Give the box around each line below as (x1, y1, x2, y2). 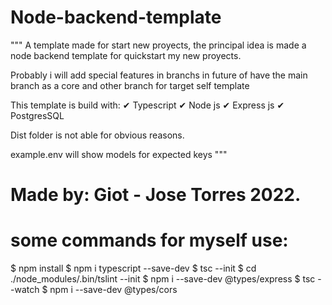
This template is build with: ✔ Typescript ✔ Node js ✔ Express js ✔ (10, 99, 285, 111)
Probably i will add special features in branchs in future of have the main (10, 69, 308, 81)
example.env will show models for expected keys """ (10, 148, 228, 160)
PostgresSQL (10, 109, 65, 121)
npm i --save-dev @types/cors (49, 284, 178, 296)
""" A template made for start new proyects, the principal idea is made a (10, 39, 307, 51)
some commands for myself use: (10, 229, 289, 252)
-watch (10, 284, 40, 296)
